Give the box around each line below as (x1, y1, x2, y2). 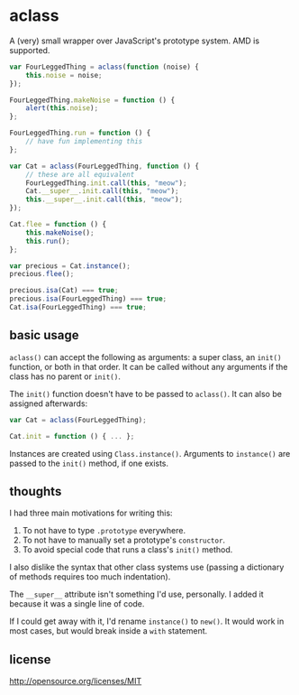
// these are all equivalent (25, 170, 135, 179)
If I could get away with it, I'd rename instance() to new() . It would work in (9, 616, 285, 627)
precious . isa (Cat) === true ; (9, 286, 119, 295)
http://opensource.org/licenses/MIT (9, 676, 142, 687)
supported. (9, 44, 50, 55)
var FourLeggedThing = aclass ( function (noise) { (9, 62, 200, 71)
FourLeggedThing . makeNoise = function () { (9, 96, 176, 105)
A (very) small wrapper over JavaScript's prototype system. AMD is (9, 35, 259, 46)
